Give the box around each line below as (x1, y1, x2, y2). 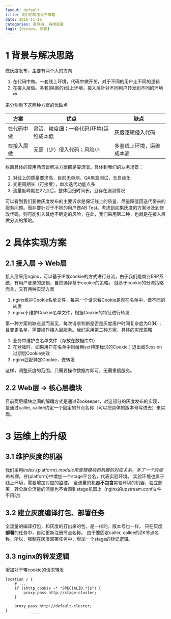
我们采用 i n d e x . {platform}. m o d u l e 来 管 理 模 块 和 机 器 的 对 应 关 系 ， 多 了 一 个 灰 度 (5, 466, 163, 473)
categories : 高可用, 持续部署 (5, 21, 64, 27)
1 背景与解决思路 (5, 50, 74, 62)
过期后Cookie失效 (12, 350, 50, 357)
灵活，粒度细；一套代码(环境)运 (33, 125, 109, 132)
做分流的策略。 (5, 217, 37, 224)
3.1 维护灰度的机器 (5, 452, 63, 461)
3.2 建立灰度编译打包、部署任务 (5, 509, 105, 517)
